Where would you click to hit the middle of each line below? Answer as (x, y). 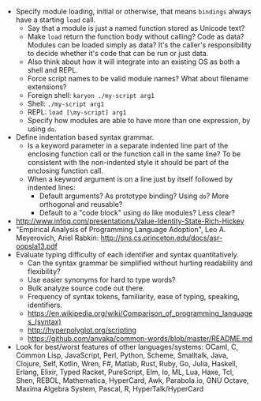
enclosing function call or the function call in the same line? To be (134, 154)
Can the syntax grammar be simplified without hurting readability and (140, 263)
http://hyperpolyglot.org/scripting (82, 330)
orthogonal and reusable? (81, 204)
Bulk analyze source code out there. (86, 288)
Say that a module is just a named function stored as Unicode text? (136, 28)
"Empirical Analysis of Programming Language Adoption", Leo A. (121, 229)
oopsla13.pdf (36, 246)
